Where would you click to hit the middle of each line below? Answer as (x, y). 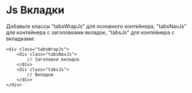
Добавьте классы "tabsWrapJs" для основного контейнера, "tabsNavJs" (96, 26)
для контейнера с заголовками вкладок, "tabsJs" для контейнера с (90, 32)
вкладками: (20, 38)
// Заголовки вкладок (54, 59)
